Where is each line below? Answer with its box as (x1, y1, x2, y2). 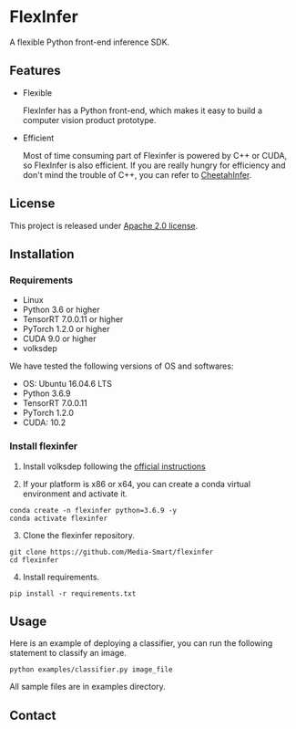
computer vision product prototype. (22, 114, 157, 125)
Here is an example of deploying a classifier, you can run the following (9, 638, 273, 649)
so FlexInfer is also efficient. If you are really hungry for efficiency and (22, 160, 286, 171)
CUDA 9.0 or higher (22, 333, 97, 344)
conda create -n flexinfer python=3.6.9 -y (9, 505, 178, 515)
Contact (9, 707, 56, 723)
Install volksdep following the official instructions (22, 461, 207, 472)
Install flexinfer (9, 440, 78, 453)
